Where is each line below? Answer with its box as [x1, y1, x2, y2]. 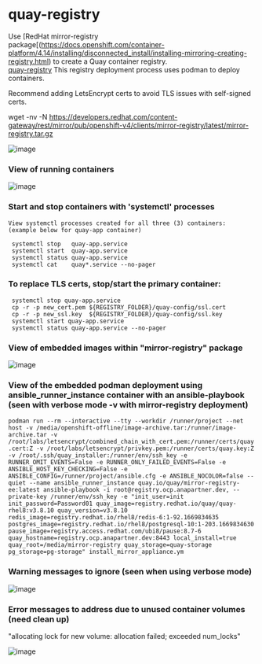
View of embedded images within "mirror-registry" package [8, 342, 243, 353]
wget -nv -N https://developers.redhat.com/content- [8, 112, 178, 121]
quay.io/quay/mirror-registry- [137, 479, 241, 487]
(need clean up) [8, 614, 70, 625]
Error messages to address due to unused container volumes [8, 603, 246, 614]
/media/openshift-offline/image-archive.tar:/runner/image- [36, 424, 237, 432]
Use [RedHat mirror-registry [8, 31, 99, 41]
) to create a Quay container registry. [48, 57, 168, 66]
